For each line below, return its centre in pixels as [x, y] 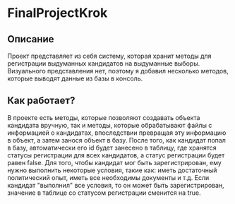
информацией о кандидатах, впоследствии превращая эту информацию [117, 133]
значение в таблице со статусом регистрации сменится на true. [104, 193]
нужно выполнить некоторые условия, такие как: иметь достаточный [112, 170]
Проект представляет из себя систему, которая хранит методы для [109, 56]
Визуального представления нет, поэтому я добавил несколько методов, [118, 71]
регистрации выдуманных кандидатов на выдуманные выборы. [104, 64]
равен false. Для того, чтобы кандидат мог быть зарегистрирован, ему [115, 162]
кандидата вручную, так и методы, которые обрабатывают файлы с [110, 125]
